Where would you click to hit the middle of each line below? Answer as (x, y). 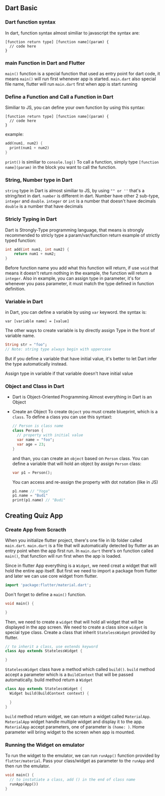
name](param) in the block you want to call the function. (61, 167)
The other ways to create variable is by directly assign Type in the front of (80, 331)
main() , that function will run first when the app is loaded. (63, 556)
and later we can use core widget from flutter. (51, 576)
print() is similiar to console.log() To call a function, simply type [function (82, 162)
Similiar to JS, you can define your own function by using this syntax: (75, 107)
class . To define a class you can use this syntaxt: (62, 417)
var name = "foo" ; (36, 440)
